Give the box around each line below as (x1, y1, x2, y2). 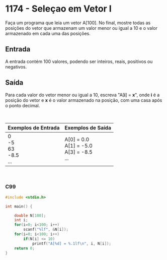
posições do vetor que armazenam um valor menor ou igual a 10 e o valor (5, 25, 157, 31)
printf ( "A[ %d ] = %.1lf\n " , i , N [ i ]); (32, 241, 112, 246)
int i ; (14, 218, 28, 223)
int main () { (5, 204, 33, 209)
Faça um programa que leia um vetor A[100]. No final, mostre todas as (5, 20, 151, 26)
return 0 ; (14, 245, 35, 251)
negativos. (5, 63, 27, 70)
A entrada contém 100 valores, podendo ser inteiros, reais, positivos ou (5, 58, 153, 64)
